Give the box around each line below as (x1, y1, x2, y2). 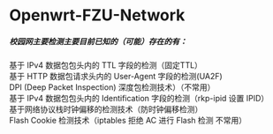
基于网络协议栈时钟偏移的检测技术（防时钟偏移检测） (9, 104, 203, 115)
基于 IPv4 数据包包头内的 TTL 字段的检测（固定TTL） (9, 60, 203, 71)
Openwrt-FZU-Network (9, 5, 186, 26)
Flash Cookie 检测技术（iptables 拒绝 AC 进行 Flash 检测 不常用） (9, 115, 247, 126)
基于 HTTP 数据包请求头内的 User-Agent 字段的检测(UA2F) (9, 71, 223, 82)
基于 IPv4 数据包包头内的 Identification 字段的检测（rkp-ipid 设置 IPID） (9, 93, 269, 104)
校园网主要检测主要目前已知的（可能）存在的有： (9, 36, 187, 47)
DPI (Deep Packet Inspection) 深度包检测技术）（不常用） (9, 82, 216, 93)
